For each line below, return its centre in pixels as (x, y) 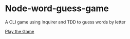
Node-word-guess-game (57, 9)
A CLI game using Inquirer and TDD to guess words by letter (65, 22)
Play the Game (20, 31)
